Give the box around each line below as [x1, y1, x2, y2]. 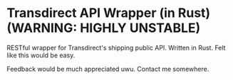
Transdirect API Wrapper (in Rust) [6, 5, 211, 21]
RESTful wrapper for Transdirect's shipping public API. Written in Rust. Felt [6, 43, 226, 52]
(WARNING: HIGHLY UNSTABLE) [6, 20, 201, 36]
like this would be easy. [6, 51, 76, 59]
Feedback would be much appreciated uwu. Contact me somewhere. [6, 64, 209, 73]
